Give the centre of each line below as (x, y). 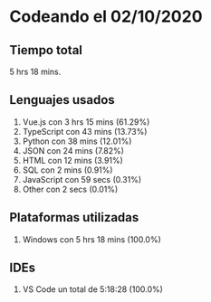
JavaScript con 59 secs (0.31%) (82, 179)
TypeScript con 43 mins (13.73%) (85, 131)
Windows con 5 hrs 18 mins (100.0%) (91, 239)
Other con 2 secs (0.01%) (70, 189)
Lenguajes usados (62, 100)
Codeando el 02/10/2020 (106, 17)
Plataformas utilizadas (74, 217)
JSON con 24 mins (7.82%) (73, 150)
